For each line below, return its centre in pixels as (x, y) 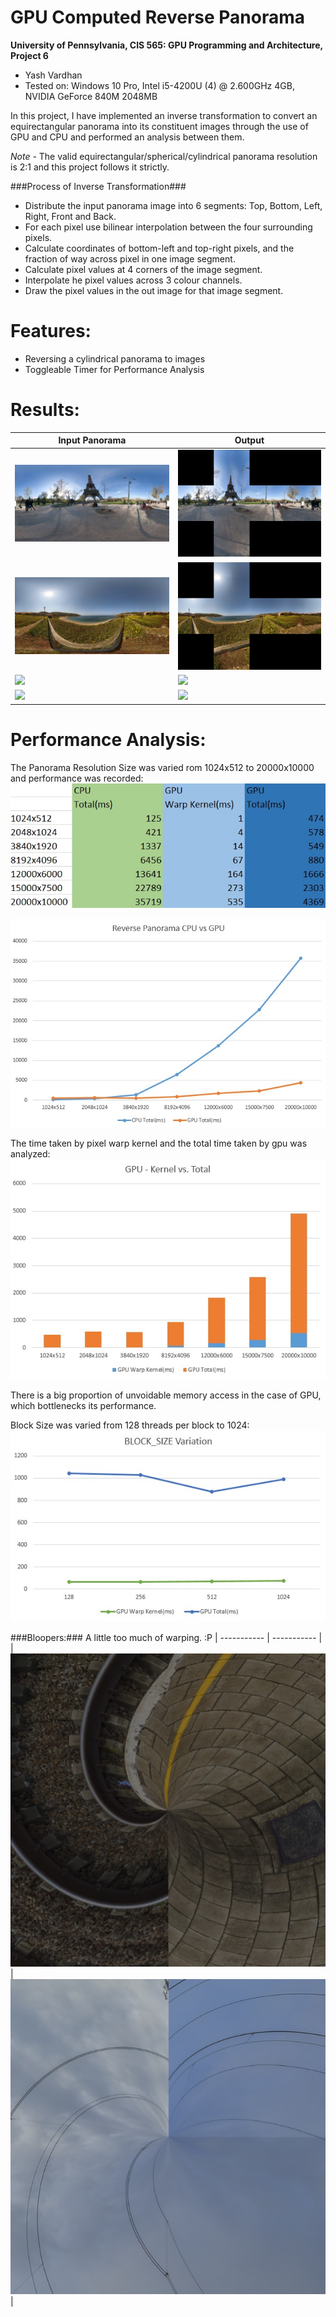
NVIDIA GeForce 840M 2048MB (91, 96)
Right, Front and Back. (70, 216)
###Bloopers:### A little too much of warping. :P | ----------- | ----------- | (166, 1638)
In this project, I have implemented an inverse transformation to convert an (164, 115)
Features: (51, 331)
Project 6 (29, 55)
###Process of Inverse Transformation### (98, 186)
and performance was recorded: (77, 778)
